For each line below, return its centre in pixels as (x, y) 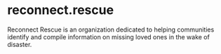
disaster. (20, 44)
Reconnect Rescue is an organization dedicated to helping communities (111, 29)
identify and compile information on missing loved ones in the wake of (109, 36)
